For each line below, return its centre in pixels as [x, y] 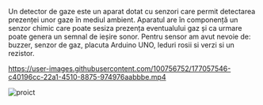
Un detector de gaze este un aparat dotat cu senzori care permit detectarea [132, 11]
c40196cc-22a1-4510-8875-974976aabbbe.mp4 [87, 77]
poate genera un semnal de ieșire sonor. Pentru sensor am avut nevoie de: [130, 36]
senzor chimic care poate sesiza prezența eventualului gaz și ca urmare [125, 28]
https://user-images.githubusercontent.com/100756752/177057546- [120, 69]
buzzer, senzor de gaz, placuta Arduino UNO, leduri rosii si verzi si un [122, 45]
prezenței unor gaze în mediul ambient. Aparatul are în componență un [123, 20]
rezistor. [21, 53]
